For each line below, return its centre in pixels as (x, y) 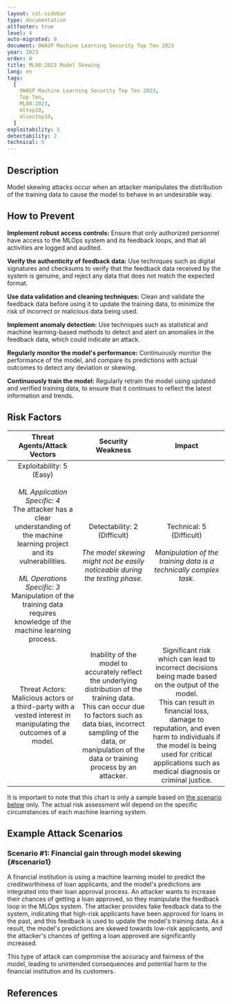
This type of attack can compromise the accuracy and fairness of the (106, 957)
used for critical (187, 754)
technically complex (187, 570)
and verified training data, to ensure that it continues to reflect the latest (109, 388)
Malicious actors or (42, 698)
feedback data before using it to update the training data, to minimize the (111, 304)
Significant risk (186, 650)
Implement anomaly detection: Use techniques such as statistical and (108, 324)
